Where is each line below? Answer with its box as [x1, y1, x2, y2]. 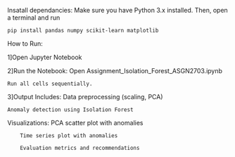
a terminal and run [7, 13, 61, 22]
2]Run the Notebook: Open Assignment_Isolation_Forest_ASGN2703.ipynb [7, 67, 223, 75]
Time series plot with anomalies [20, 132, 118, 139]
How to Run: [7, 39, 44, 48]
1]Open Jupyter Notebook [7, 53, 82, 61]
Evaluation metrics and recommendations [20, 144, 140, 151]
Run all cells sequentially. [7, 80, 93, 87]
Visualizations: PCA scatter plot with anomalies [7, 119, 144, 127]
